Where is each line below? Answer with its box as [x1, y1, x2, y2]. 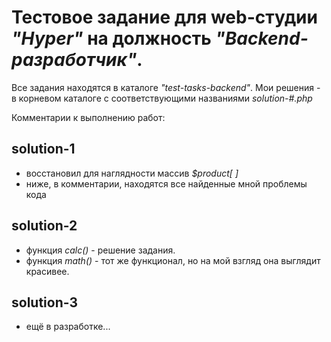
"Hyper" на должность [11, 27, 212, 50]
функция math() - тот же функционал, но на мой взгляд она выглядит [25, 254, 321, 266]
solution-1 [11, 141, 76, 158]
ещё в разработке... [25, 321, 111, 333]
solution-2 [11, 217, 78, 235]
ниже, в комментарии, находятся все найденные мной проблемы [25, 177, 308, 190]
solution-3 [11, 294, 79, 311]
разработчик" [11, 49, 138, 71]
